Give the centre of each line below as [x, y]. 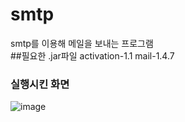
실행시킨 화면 [40, 84]
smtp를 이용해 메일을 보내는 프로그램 [82, 43]
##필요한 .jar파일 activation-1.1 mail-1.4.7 [92, 55]
